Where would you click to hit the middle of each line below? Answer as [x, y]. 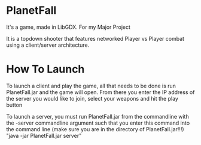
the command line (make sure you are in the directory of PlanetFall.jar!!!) [95, 129]
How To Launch [45, 69]
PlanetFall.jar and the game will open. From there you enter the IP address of [100, 92]
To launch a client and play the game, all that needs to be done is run [91, 86]
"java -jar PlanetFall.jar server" [44, 135]
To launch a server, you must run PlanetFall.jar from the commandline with [98, 116]
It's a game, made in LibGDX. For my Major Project [68, 27]
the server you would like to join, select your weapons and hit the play [92, 98]
